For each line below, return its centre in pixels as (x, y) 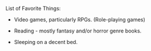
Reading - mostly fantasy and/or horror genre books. (78, 31)
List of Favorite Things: (33, 8)
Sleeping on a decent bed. (46, 42)
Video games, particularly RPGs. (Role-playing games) (80, 19)
